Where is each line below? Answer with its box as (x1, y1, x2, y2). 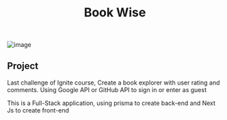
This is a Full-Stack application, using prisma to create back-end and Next (7, 99, 216, 107)
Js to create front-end (7, 106, 70, 114)
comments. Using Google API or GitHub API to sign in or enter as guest (7, 85, 207, 93)
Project (7, 60, 39, 72)
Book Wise (83, 5, 146, 20)
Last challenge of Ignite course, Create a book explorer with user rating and (7, 78, 220, 87)
